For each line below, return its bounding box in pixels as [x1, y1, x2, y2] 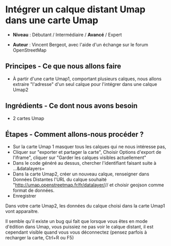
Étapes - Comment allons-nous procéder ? [5, 130, 144, 138]
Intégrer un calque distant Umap [5, 4, 146, 15]
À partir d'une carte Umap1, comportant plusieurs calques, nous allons [12, 76, 162, 82]
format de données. [12, 187, 55, 194]
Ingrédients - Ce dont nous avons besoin [5, 101, 138, 110]
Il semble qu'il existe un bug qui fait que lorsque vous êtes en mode [5, 218, 148, 224]
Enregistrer [12, 193, 37, 199]
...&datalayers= [12, 166, 45, 172]
